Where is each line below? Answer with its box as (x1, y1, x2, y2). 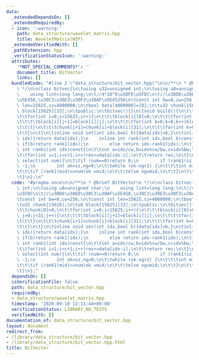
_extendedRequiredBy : (11, 20, 65, 26)
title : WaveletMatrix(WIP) (17, 36, 84, 42)
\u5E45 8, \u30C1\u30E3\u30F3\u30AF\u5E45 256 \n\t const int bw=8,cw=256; (17, 97, 195, 103)
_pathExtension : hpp (11, 47, 62, 53)
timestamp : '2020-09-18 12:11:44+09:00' (11, 301, 113, 307)
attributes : (11, 58, 41, 64)
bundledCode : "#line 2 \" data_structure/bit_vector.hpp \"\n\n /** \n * (11, 81, 187, 87)
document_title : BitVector (17, 69, 84, 75)
